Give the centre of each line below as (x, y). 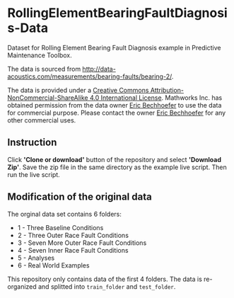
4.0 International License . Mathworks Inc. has (156, 98)
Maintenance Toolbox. (40, 55)
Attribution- (167, 90)
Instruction (32, 143)
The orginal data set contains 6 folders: (65, 214)
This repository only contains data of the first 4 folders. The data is (105, 279)
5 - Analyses (36, 258)
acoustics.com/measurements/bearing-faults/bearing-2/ (89, 76)
